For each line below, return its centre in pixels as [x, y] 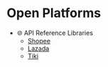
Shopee [39, 41]
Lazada [38, 48]
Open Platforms [54, 13]
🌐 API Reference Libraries [55, 33]
